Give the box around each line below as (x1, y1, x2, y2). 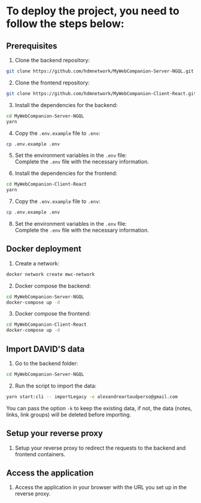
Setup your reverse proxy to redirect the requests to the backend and (14, 444, 186, 452)
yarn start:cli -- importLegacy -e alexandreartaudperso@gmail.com (6, 393, 178, 399)
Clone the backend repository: (14, 57, 90, 63)
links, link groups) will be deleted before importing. (6, 411, 132, 418)
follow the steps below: (6, 17, 124, 31)
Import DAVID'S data (6, 344, 85, 354)
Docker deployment (6, 244, 82, 254)
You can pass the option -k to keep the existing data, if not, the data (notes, (6, 404, 193, 411)
